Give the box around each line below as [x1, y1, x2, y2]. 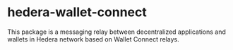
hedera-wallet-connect [7, 4, 147, 20]
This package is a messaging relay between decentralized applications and [7, 27, 226, 36]
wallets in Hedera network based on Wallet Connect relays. [7, 35, 179, 43]
